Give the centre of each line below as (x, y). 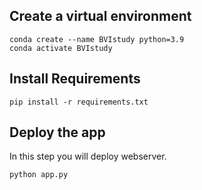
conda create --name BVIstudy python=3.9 (97, 39)
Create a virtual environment (100, 16)
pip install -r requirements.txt (79, 102)
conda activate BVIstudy (61, 48)
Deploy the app (57, 132)
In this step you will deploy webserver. (88, 156)
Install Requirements (75, 79)
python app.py (39, 175)
